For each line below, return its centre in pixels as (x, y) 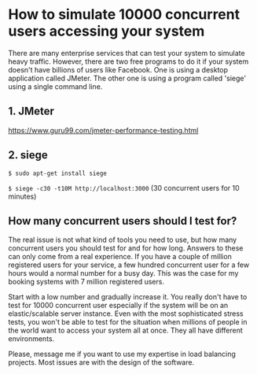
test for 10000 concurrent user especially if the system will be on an (118, 306)
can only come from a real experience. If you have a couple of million (120, 257)
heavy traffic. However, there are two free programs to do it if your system (128, 61)
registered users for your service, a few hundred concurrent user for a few (129, 265)
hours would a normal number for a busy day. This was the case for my (123, 273)
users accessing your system (106, 31)
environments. (31, 339)
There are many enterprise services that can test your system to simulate (127, 53)
